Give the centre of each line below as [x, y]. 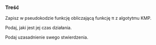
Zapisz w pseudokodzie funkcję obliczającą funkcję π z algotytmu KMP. [78, 18]
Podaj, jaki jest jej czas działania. [38, 28]
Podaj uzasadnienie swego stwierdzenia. [47, 37]
